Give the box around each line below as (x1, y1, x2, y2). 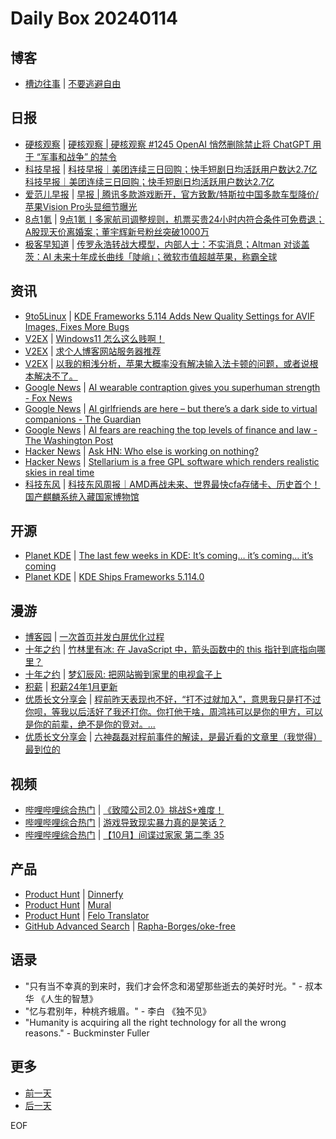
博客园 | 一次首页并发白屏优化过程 (24, 631, 165, 643)
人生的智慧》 (44, 992, 98, 1004)
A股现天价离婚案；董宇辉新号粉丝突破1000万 (24, 225, 210, 237)
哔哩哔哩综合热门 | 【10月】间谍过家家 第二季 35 (24, 829, 225, 841)
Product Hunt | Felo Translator (24, 909, 150, 921)
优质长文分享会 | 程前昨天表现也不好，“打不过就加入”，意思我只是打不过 (24, 693, 322, 706)
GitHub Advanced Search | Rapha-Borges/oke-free (24, 920, 236, 932)
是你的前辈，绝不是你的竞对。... (24, 718, 156, 731)
